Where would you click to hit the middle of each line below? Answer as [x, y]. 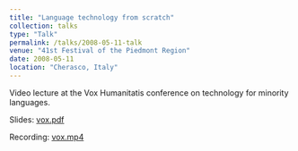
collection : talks [44, 26]
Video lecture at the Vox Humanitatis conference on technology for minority [149, 92]
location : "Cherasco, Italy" [64, 68]
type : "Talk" [34, 34]
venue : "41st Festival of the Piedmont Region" [100, 51]
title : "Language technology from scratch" [92, 17]
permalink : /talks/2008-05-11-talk [76, 42]
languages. [30, 102]
